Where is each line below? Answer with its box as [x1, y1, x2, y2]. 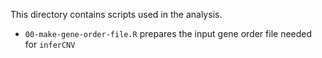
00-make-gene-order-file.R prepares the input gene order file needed [24, 28, 313, 39]
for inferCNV [24, 39, 76, 50]
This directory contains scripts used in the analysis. [10, 9, 223, 20]
